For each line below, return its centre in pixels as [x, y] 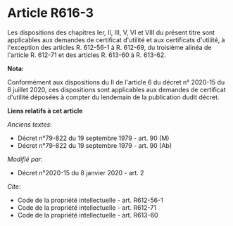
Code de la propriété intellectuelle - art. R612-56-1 [90, 200]
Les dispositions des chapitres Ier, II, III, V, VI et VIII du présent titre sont [111, 32]
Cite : [14, 186]
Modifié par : [25, 159]
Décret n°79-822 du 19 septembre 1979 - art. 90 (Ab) [95, 145]
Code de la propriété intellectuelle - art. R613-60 [88, 215]
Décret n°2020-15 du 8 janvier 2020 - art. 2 [81, 172]
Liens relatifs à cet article [45, 111]
